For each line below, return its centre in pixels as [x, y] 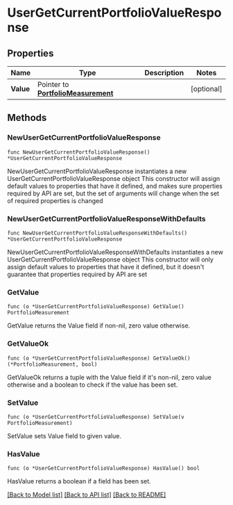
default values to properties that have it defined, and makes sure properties [115, 186]
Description [164, 73]
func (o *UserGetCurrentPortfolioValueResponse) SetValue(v [96, 417]
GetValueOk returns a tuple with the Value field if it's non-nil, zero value [109, 377]
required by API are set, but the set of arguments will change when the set [113, 193]
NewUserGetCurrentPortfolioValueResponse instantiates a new [97, 171]
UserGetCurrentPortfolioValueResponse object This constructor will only [110, 259]
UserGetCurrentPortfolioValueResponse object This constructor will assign [114, 178]
